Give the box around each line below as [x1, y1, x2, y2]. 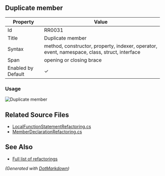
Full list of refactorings [12, 156, 58, 162]
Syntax [7, 45, 24, 52]
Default [7, 70, 25, 77]
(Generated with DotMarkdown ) [5, 165, 70, 171]
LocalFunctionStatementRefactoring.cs [12, 123, 91, 129]
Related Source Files [5, 110, 69, 119]
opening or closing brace [44, 56, 102, 63]
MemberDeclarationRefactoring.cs [12, 129, 82, 134]
